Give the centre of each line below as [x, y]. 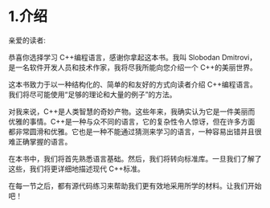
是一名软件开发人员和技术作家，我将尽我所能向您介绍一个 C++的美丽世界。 [133, 67]
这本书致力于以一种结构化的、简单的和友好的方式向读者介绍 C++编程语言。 [133, 84]
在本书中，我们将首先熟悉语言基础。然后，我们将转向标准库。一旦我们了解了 [135, 158]
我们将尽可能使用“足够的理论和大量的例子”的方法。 [92, 94]
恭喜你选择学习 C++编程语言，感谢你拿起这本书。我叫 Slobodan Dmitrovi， [133, 57]
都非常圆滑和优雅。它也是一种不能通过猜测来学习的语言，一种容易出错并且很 [135, 131]
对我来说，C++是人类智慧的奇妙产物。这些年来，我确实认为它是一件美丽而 [132, 111]
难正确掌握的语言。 [40, 141]
